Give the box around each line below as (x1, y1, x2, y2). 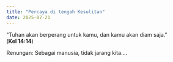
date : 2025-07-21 (6, 14, 51, 20)
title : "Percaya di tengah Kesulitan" (6, 8, 105, 15)
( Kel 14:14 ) (6, 37, 34, 45)
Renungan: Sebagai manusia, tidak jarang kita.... (6, 49, 128, 56)
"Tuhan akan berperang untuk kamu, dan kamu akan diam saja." (6, 31, 167, 38)
